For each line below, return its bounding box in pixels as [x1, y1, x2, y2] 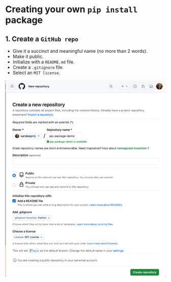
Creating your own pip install [5, 4, 138, 15]
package [5, 14, 43, 26]
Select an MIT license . [12, 70, 60, 76]
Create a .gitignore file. [12, 65, 64, 70]
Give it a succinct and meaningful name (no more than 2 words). [12, 48, 148, 54]
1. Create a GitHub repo [5, 35, 79, 43]
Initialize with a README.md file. [12, 59, 75, 65]
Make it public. [12, 53, 44, 59]
